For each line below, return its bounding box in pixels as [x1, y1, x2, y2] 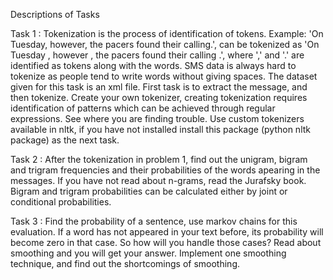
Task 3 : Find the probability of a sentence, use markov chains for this [10, 215, 298, 227]
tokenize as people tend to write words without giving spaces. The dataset [10, 70, 318, 82]
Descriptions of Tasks [10, 9, 100, 20]
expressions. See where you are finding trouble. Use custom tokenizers [10, 113, 305, 124]
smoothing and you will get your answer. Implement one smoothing [10, 247, 287, 259]
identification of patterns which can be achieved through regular [10, 102, 276, 114]
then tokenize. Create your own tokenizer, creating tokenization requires [10, 92, 308, 103]
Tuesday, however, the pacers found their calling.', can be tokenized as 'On [10, 39, 320, 50]
